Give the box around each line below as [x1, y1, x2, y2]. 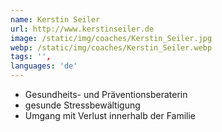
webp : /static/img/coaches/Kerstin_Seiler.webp [10, 42, 213, 53]
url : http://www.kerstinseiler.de [10, 24, 155, 34]
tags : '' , [10, 52, 52, 62]
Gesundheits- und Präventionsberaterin [24, 89, 188, 100]
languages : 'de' [10, 61, 78, 71]
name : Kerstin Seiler [10, 14, 101, 25]
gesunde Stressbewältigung [24, 99, 141, 111]
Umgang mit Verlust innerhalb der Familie [24, 110, 197, 121]
